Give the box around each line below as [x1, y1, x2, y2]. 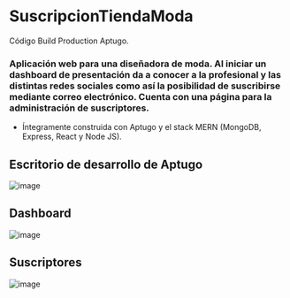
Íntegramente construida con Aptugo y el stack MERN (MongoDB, [21, 122, 263, 133]
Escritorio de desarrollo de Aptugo [9, 157, 203, 172]
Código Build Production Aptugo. [9, 35, 130, 46]
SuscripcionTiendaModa [9, 6, 194, 27]
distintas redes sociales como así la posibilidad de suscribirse [9, 80, 281, 92]
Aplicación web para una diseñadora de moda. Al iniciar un [9, 57, 267, 70]
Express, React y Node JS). [21, 131, 122, 142]
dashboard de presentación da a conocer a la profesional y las [9, 68, 281, 80]
